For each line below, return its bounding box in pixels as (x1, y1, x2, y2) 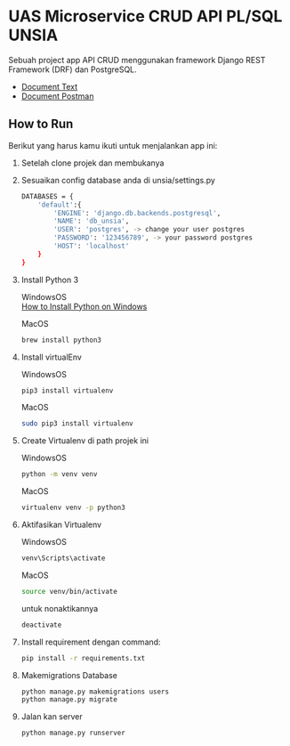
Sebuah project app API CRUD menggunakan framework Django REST (8, 54, 266, 65)
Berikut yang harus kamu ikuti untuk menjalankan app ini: (8, 140, 218, 150)
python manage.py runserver (20, 728, 125, 738)
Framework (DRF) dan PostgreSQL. (8, 64, 137, 75)
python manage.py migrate (20, 695, 117, 704)
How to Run (8, 117, 74, 132)
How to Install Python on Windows (20, 301, 148, 312)
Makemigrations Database (20, 669, 117, 680)
